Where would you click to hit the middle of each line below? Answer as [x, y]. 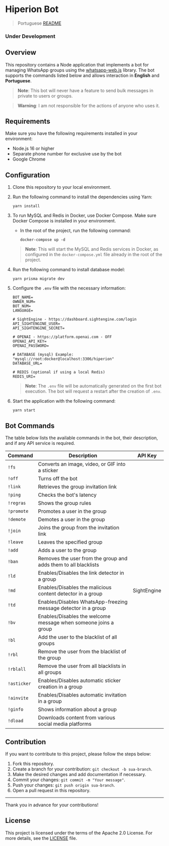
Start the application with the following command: [64, 401]
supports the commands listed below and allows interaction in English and [82, 75]
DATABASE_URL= [27, 363]
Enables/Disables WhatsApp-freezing [83, 602]
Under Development [30, 36]
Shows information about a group [77, 710]
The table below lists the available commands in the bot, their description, [82, 438]
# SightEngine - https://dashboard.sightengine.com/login [74, 320]
